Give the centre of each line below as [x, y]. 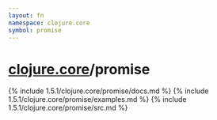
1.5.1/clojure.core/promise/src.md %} [68, 108]
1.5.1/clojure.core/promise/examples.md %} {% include [97, 99]
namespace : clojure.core [49, 23]
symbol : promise [35, 30]
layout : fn [26, 15]
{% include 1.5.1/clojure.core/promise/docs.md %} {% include [108, 91]
